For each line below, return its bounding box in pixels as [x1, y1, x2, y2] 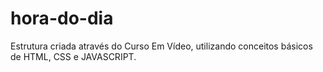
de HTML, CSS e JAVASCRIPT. [10, 50, 137, 62]
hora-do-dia [10, 7, 114, 30]
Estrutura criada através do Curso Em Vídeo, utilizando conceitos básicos [10, 40, 313, 52]
